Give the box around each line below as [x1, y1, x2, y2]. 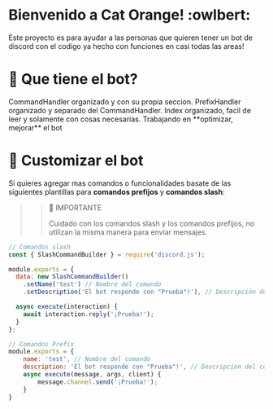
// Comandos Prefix [8, 340, 75, 348]
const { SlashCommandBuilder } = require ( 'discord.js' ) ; [8, 250, 206, 258]
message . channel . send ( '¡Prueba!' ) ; [37, 377, 158, 386]
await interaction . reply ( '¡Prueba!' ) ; [23, 310, 154, 319]
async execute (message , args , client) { [23, 371, 162, 379]
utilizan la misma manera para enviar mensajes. [48, 226, 208, 237]
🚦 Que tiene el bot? [8, 70, 138, 89]
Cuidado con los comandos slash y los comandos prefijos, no [48, 218, 255, 228]
